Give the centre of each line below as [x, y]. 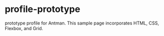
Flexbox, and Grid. [24, 28]
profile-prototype [43, 9]
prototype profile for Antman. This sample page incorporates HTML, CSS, [82, 23]
